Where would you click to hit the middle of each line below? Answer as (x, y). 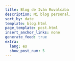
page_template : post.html (31, 28)
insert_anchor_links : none (33, 32)
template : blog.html (26, 23)
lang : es (18, 46)
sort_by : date (20, 19)
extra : (12, 42)
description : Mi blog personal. (38, 14)
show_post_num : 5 (27, 51)
